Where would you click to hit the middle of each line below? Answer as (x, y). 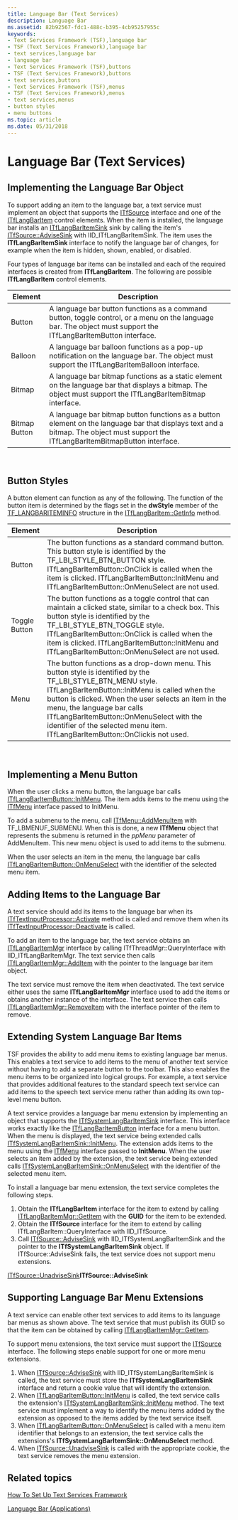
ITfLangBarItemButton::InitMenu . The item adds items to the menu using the (118, 799)
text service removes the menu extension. (79, 1455)
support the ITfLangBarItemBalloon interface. (124, 365)
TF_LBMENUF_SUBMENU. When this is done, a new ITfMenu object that (113, 828)
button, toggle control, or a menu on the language (131, 317)
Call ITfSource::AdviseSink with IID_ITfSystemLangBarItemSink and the (121, 1238)
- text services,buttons (44, 80)
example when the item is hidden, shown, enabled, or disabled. (99, 250)
